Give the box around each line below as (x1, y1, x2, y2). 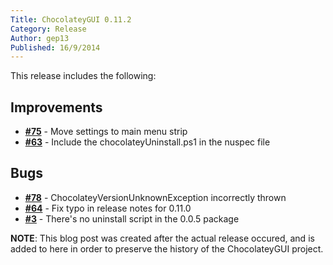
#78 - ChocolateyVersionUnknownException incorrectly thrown (24, 191, 287, 203)
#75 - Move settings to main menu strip (24, 126, 188, 138)
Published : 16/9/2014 (10, 42, 101, 53)
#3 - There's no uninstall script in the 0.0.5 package (24, 212, 240, 225)
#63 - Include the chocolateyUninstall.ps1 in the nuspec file (24, 136, 271, 148)
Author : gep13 (10, 33, 70, 43)
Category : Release (10, 24, 87, 34)
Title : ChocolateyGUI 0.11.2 (10, 14, 132, 25)
